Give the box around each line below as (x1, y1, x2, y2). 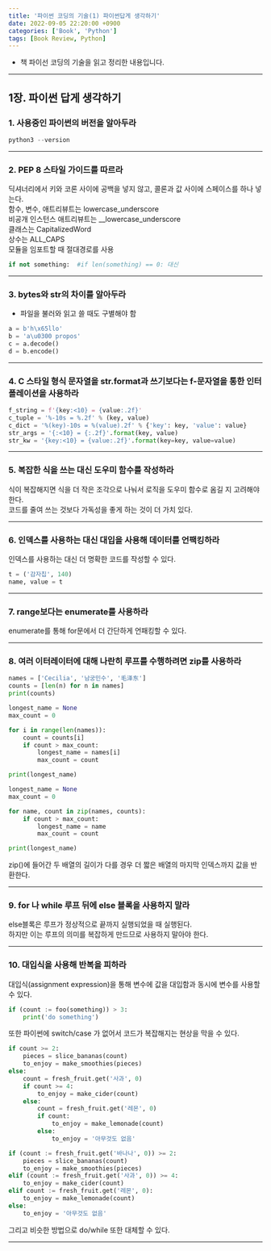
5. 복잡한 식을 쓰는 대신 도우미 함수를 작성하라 (8, 465, 174, 476)
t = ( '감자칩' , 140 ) (8, 571, 73, 579)
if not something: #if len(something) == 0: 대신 (8, 261, 179, 269)
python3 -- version (8, 136, 70, 144)
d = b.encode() (8, 347, 60, 355)
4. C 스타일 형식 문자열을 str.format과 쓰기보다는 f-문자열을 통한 (8, 375, 245, 387)
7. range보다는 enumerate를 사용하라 (8, 606, 148, 617)
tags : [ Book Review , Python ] (8, 34, 106, 43)
